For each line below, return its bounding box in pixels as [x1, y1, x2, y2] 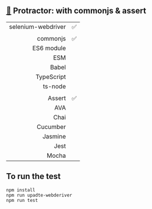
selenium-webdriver [9, 22, 66, 31]
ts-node [42, 82, 66, 90]
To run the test [6, 171, 61, 181]
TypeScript [35, 72, 66, 81]
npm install [6, 187, 35, 193]
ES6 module [32, 44, 66, 52]
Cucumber [37, 122, 66, 131]
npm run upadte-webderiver [6, 192, 72, 198]
